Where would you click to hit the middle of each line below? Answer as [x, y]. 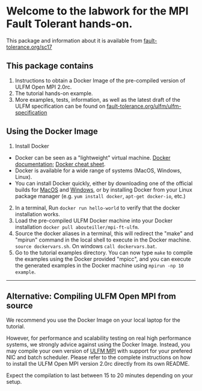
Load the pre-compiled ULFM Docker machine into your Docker [94, 221]
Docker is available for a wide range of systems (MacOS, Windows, [98, 170]
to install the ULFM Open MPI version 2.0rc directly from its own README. [98, 364]
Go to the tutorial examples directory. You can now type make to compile [104, 252]
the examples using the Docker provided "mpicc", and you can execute [103, 259]
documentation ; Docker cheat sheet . [60, 164]
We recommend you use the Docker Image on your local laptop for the [93, 320]
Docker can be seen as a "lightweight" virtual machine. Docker [93, 157]
